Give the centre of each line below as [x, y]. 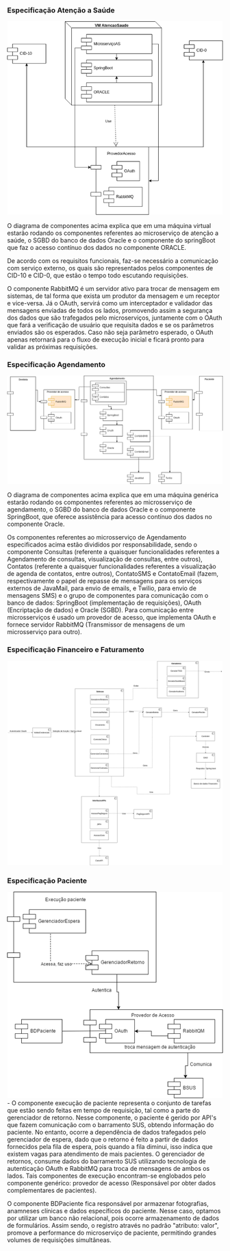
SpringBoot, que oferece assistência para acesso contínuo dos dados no [110, 517]
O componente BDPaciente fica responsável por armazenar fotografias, [108, 1203]
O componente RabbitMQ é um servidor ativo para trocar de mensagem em [114, 288]
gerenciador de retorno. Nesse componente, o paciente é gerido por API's [112, 1117]
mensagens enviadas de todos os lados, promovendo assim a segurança [110, 310]
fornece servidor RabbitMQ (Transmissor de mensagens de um [96, 624]
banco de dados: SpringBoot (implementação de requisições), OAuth [104, 603]
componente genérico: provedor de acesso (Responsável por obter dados [112, 1183]
